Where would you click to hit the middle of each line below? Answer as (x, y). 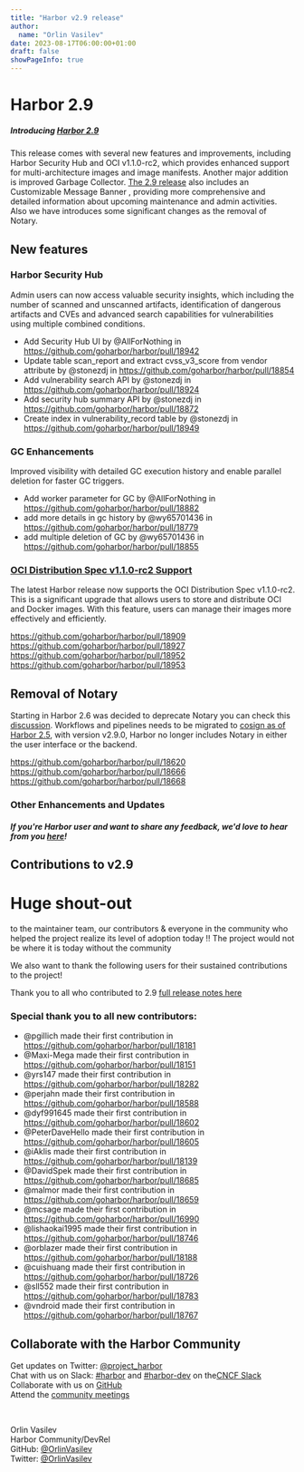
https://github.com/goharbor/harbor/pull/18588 (111, 1104)
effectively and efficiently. (58, 619)
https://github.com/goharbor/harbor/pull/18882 (111, 508)
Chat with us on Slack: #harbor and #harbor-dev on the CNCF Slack (136, 1376)
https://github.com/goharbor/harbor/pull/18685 (111, 1181)
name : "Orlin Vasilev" (61, 34)
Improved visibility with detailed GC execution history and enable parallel (146, 472)
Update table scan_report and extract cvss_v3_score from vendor (145, 360)
